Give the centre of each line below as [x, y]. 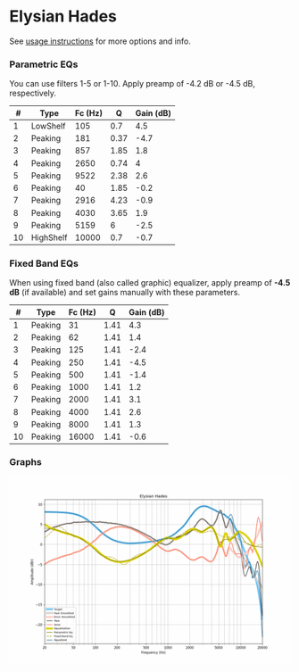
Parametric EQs [44, 64]
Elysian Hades [63, 17]
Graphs [25, 462]
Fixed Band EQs [44, 263]
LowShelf [48, 126]
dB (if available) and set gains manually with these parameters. [125, 293]
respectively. [33, 93]
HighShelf [49, 237]
